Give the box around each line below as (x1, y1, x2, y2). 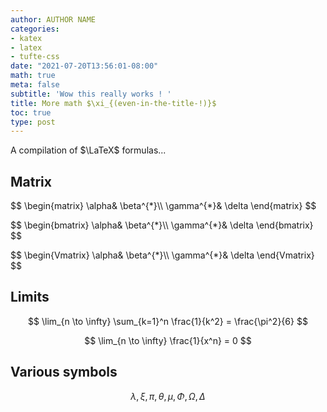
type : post (10, 117, 56, 127)
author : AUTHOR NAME (10, 14, 97, 25)
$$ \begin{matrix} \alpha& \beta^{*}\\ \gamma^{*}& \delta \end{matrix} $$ (10, 200, 317, 212)
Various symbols (10, 364, 118, 381)
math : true (10, 71, 56, 81)
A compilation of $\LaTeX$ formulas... (10, 144, 167, 156)
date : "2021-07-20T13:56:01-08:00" (10, 61, 159, 71)
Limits (10, 289, 50, 306)
